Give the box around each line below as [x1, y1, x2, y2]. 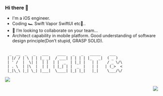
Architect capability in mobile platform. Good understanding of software [12, 33, 156, 39]
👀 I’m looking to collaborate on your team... [12, 27, 98, 33]
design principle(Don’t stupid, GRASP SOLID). [12, 38, 103, 44]
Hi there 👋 [5, 4, 29, 11]
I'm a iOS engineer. [12, 15, 50, 21]
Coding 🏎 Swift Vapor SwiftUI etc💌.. [12, 21, 86, 27]
